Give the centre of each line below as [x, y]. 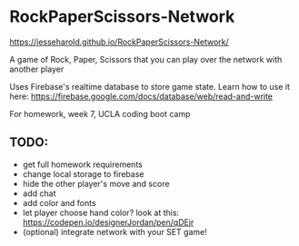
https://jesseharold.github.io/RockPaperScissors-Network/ [119, 42]
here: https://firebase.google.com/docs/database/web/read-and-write [141, 96]
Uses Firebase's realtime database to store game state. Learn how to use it [150, 86]
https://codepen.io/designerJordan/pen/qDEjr [108, 222]
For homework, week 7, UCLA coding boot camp [100, 113]
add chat [39, 193]
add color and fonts [60, 202]
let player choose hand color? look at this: [101, 212]
